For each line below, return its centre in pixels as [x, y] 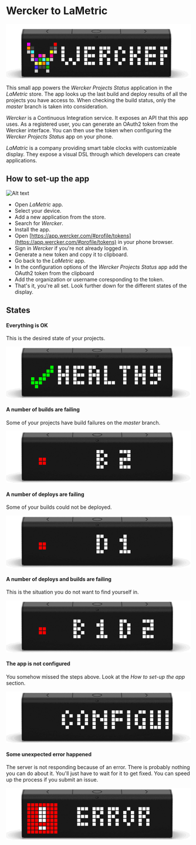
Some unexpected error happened [49, 754]
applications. [21, 160]
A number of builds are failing [43, 410]
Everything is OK [27, 325]
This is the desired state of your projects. [56, 338]
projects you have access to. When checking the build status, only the [91, 100]
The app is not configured [38, 664]
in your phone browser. [146, 242]
